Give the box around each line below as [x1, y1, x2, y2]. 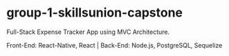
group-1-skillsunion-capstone [6, 5, 183, 21]
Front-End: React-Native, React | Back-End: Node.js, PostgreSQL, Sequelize [6, 41, 223, 49]
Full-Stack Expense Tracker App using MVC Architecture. [6, 28, 170, 36]
